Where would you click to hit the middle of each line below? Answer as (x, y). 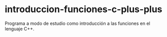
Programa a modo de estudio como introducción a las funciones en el (77, 23)
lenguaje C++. (20, 28)
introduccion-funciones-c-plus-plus (83, 9)
